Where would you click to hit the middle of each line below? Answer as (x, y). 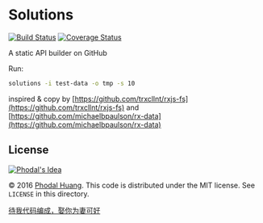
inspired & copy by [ (42, 99)
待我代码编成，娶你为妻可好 (54, 210)
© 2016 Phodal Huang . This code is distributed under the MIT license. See (132, 185)
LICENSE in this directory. (49, 194)
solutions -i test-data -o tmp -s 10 (72, 83)
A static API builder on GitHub (58, 53)
